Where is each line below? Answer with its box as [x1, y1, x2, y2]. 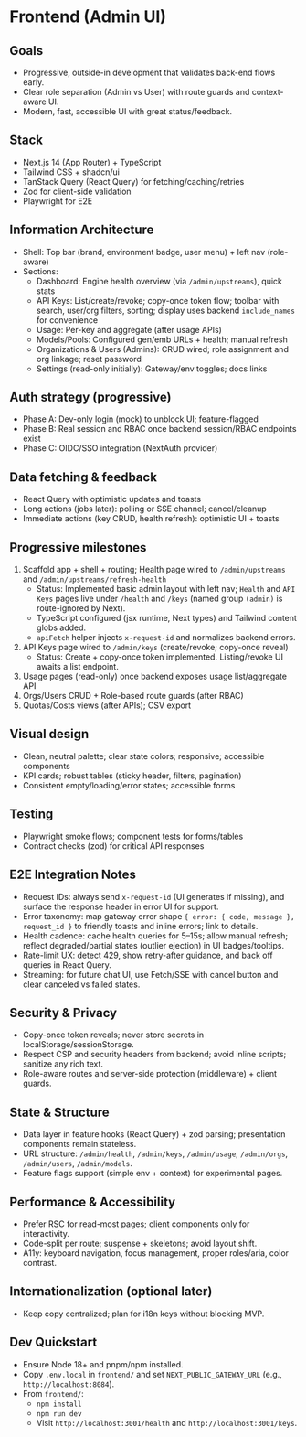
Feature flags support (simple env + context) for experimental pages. [22, 1168, 283, 1179]
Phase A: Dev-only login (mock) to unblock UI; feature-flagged [22, 413, 259, 424]
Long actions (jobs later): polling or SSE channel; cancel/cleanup [22, 503, 267, 514]
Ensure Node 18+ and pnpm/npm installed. [22, 1358, 184, 1369]
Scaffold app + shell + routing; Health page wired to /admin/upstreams [22, 564, 286, 575]
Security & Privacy [9, 1004, 118, 1021]
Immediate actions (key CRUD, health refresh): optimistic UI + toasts [22, 513, 280, 524]
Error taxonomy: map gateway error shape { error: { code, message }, [22, 910, 295, 921]
